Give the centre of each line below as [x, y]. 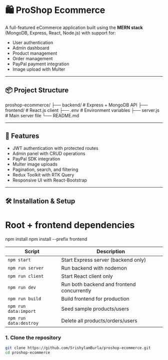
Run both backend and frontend [98, 284]
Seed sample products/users [95, 308]
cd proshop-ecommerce [28, 353]
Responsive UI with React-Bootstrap [50, 180]
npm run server [26, 268]
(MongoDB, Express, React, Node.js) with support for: [60, 33]
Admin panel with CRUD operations [49, 153]
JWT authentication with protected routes [55, 148]
